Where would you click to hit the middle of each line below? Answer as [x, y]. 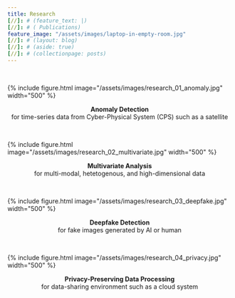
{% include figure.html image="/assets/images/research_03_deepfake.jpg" [117, 201]
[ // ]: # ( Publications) [44, 27]
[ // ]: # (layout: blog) [43, 41]
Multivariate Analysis [120, 165]
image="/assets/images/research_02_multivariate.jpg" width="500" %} [112, 152]
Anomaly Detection [120, 109]
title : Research [31, 14]
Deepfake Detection [120, 222]
